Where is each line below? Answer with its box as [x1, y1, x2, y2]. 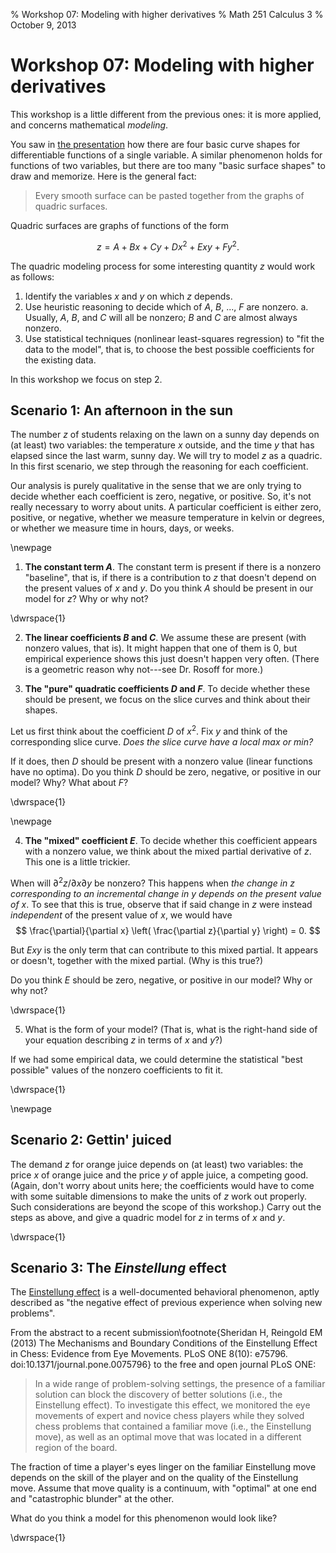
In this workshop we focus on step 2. [10, 373, 163, 385]
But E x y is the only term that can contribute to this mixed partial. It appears [10, 944, 319, 956]
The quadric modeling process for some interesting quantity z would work [10, 260, 316, 272]
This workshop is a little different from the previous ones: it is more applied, [10, 108, 322, 120]
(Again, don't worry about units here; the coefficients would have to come [10, 1179, 315, 1191]
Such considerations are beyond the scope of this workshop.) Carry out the [10, 1200, 322, 1213]
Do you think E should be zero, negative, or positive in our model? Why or [10, 974, 313, 986]
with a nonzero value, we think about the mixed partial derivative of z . [24, 845, 312, 858]
